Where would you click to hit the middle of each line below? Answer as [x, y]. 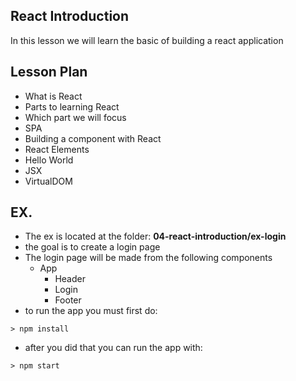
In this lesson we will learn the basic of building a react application [147, 40]
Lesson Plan [49, 72]
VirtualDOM [48, 181]
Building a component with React [93, 138]
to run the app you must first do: [91, 311]
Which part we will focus [75, 117]
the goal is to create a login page [92, 247]
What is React [53, 96]
